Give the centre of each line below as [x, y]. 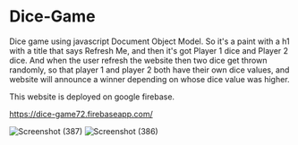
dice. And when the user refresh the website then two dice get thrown [138, 60]
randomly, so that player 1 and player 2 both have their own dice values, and [149, 70]
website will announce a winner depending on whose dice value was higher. [149, 79]
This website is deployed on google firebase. [92, 97]
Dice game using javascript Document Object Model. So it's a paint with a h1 [149, 41]
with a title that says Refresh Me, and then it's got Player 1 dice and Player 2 [149, 50]
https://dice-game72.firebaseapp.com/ [81, 114]
